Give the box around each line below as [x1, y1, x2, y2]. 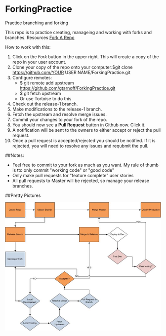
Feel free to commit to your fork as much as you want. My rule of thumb [12, 162, 159, 168]
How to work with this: [5, 44, 51, 50]
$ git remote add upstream [19, 80, 74, 86]
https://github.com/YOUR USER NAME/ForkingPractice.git [12, 69, 131, 75]
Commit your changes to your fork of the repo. [12, 116, 108, 122]
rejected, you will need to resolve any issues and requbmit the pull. [12, 143, 149, 149]
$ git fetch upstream [19, 90, 61, 96]
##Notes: [5, 152, 24, 158]
